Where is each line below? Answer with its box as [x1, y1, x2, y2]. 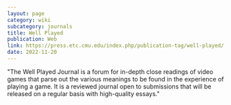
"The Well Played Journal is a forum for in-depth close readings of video [7, 67, 214, 76]
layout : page [7, 10, 45, 17]
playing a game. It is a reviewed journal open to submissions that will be [7, 82, 212, 90]
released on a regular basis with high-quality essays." [7, 89, 160, 97]
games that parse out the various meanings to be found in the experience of [7, 75, 225, 83]
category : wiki [7, 17, 51, 23]
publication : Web [7, 36, 57, 43]
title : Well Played [7, 29, 64, 37]
